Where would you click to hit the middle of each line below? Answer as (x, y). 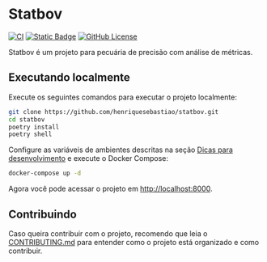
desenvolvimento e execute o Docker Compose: (88, 158)
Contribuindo (42, 214)
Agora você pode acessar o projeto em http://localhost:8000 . (110, 189)
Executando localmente (70, 78)
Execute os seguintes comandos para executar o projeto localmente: (123, 97)
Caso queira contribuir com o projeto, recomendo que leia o (108, 233)
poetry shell (30, 134)
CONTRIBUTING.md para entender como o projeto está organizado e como (134, 242)
